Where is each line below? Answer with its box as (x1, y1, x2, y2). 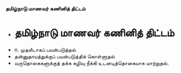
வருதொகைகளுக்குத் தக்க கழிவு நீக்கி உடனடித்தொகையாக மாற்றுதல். (14, 59, 169, 66)
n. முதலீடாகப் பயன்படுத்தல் (14, 46, 77, 53)
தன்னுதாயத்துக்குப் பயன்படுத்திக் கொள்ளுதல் (14, 53, 115, 60)
